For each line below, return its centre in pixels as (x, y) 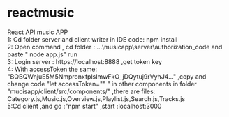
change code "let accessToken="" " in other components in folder (102, 84)
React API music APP (38, 32)
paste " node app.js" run (43, 54)
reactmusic (41, 13)
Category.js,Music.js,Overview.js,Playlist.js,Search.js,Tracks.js (96, 98)
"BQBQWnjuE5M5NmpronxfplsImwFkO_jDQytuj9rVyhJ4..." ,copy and (107, 76)
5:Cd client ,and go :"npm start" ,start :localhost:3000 (84, 106)
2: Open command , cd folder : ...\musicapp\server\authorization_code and (115, 47)
